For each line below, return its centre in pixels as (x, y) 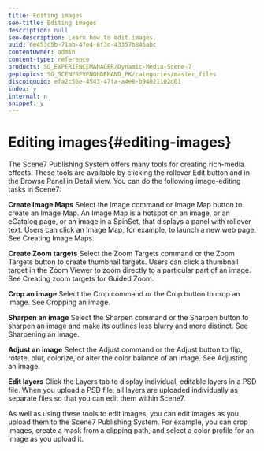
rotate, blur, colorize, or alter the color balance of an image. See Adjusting (128, 358)
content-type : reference (49, 60)
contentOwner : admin (42, 52)
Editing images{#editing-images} (120, 142)
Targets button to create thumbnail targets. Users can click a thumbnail (123, 262)
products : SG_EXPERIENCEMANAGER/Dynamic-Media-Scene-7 (100, 67)
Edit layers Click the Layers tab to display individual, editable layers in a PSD (132, 382)
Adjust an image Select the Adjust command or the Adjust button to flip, (125, 350)
